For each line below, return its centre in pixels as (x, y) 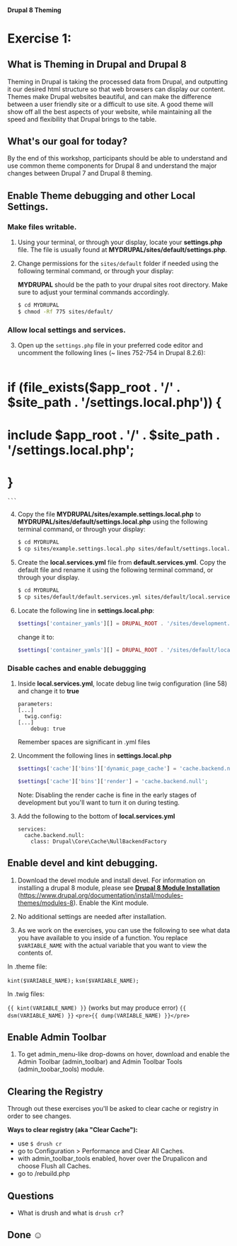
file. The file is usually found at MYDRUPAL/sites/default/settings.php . (122, 250)
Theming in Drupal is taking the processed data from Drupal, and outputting (118, 81)
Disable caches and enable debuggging (77, 668)
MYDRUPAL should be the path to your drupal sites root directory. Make (123, 285)
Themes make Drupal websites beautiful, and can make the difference (110, 96)
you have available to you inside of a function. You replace (103, 938)
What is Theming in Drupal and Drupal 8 (97, 65)
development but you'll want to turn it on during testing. (99, 802)
